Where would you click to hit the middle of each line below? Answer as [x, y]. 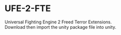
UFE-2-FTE [28, 9]
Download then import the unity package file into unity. [60, 27]
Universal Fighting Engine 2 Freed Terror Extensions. [58, 22]
